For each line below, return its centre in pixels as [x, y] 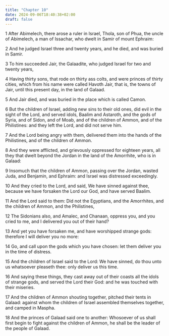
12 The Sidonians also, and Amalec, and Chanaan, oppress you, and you [80, 216]
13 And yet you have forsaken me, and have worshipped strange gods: [78, 231]
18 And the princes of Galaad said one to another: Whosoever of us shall [80, 318]
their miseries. [20, 288]
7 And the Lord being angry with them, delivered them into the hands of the [83, 135]
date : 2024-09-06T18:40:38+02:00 [40, 15]
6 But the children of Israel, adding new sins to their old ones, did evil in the [83, 109]
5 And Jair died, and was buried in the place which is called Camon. [76, 99]
